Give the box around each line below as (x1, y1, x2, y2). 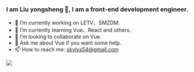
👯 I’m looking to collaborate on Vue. (14, 33, 102, 40)
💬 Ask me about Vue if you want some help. (14, 39, 122, 46)
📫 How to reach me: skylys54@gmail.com (14, 46, 119, 53)
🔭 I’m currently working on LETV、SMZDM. (14, 19, 120, 26)
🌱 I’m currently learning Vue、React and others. (14, 26, 131, 34)
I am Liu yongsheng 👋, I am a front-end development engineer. (6, 5, 189, 13)
